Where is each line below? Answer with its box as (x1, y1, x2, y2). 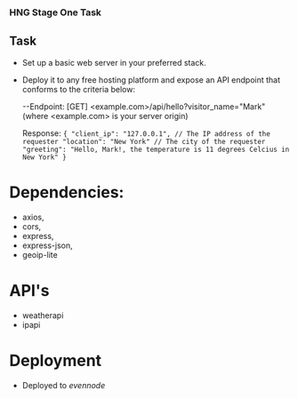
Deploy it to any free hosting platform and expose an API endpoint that (21, 74, 281, 85)
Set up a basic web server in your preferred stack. (21, 57, 206, 68)
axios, (21, 211, 44, 222)
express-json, (21, 240, 73, 251)
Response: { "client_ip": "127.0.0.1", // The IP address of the (21, 127, 271, 139)
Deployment (9, 350, 102, 371)
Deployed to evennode (21, 379, 106, 390)
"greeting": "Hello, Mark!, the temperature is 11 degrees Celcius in (21, 145, 290, 154)
